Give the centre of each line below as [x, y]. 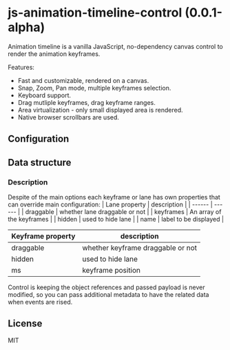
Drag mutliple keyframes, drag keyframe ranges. [86, 102]
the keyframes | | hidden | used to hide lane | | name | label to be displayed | [116, 220]
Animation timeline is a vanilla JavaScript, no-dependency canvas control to [115, 46]
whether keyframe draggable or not [140, 248]
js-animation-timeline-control [95, 13]
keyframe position [111, 271]
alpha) [27, 27]
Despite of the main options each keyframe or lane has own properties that [114, 197]
